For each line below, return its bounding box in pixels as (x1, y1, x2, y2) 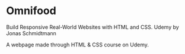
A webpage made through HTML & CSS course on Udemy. (6, 41, 149, 48)
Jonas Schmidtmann (6, 29, 56, 36)
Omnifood (6, 4, 56, 18)
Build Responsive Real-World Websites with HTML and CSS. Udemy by (6, 23, 179, 31)
